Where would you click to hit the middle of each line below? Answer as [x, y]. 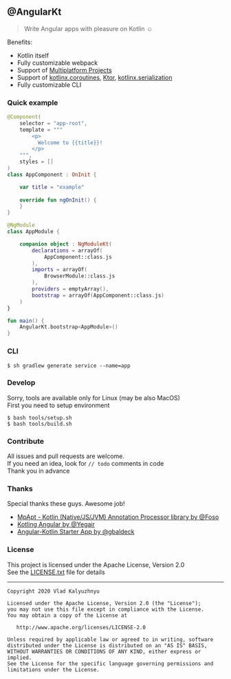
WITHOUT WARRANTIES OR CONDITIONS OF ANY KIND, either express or [104, 651]
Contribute [26, 441]
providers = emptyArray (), [70, 289]
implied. [20, 658]
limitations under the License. [53, 669]
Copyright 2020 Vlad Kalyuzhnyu [53, 591]
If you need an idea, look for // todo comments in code [86, 464]
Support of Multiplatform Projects [64, 70]
